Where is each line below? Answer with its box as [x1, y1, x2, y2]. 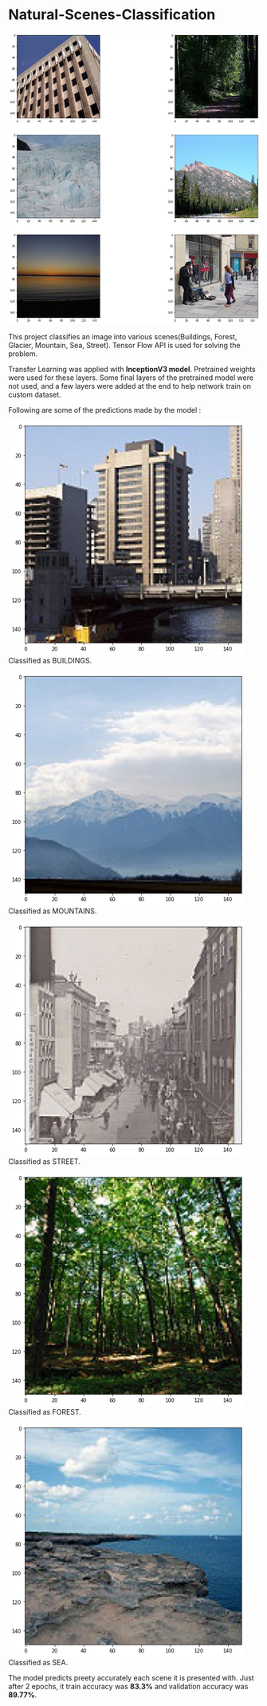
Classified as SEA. [8, 1657, 69, 1667]
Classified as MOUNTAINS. [8, 906, 97, 916]
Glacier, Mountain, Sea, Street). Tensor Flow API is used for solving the [8, 340, 241, 350]
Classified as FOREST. [8, 1407, 81, 1416]
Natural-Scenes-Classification [8, 6, 216, 24]
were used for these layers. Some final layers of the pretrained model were [8, 373, 253, 382]
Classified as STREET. [8, 1156, 81, 1166]
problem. [8, 349, 38, 358]
